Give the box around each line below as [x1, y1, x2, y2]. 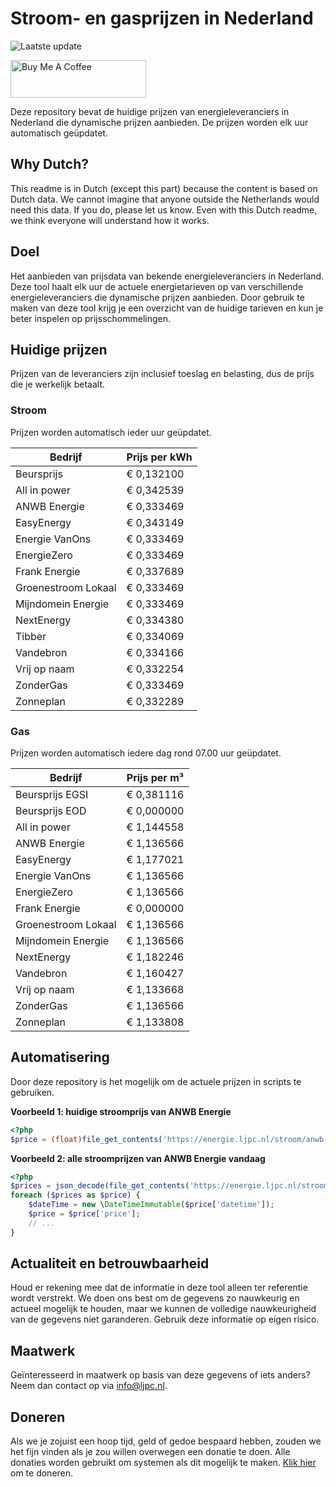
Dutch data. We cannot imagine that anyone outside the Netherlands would [10, 193, 320, 205]
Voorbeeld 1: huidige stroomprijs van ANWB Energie [10, 1105, 232, 1117]
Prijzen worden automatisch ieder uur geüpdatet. [10, 426, 212, 438]
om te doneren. [10, 1467, 74, 1479]
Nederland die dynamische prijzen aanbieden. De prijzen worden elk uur [10, 116, 309, 128]
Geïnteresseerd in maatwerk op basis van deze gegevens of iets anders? [10, 1369, 311, 1381]
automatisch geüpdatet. [10, 127, 108, 139]
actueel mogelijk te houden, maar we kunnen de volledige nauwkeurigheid [10, 1303, 317, 1315]
